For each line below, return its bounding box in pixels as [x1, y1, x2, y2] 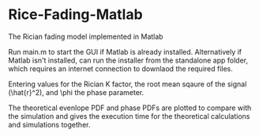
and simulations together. [8, 120, 91, 129]
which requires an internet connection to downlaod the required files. [8, 63, 233, 73]
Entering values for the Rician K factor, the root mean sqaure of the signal [8, 79, 247, 89]
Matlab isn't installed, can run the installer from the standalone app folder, [8, 55, 249, 65]
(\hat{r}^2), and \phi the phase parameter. [8, 87, 145, 97]
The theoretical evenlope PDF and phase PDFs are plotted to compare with [8, 103, 252, 112]
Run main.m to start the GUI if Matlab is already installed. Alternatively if [8, 47, 242, 56]
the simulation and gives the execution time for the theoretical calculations [8, 111, 250, 120]
